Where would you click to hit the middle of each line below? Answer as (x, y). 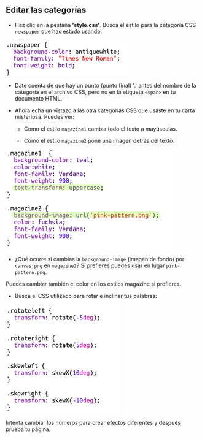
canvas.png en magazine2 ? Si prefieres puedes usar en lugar (90, 265)
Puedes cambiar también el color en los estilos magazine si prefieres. (94, 284)
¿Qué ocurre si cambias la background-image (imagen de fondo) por (99, 259)
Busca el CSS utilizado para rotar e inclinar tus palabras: (86, 296)
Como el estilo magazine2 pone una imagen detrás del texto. (99, 140)
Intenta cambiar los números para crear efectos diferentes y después (93, 422)
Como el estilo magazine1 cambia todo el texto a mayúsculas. (100, 129)
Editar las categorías (46, 10)
